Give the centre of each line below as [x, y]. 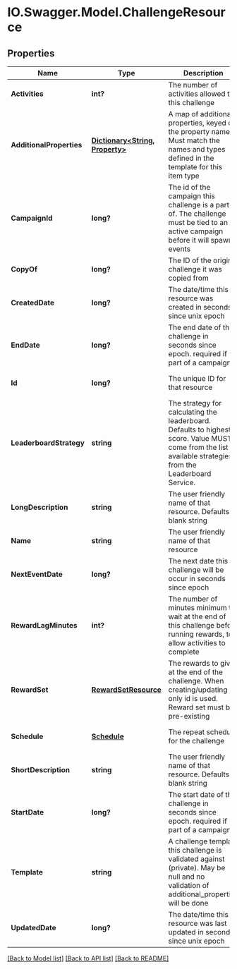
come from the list [198, 447]
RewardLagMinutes [44, 625]
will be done [188, 903]
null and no [187, 877]
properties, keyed [197, 123]
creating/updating [198, 690]
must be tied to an [198, 223]
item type [184, 176]
